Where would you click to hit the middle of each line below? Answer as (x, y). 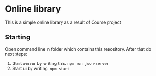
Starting (18, 37)
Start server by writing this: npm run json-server (60, 63)
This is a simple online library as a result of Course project (63, 22)
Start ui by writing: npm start (41, 68)
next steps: (16, 54)
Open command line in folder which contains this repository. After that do (78, 49)
